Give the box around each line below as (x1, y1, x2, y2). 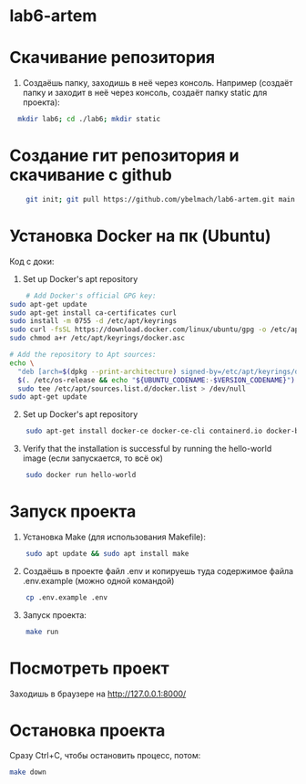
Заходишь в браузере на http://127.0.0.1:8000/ (9, 688, 187, 699)
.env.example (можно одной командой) (22, 575, 175, 586)
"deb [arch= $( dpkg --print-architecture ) (17, 367, 178, 376)
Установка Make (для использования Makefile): (22, 531, 207, 542)
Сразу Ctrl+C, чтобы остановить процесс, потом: (9, 750, 201, 761)
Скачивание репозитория (9, 47, 216, 68)
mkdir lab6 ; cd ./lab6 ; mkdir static (17, 115, 161, 124)
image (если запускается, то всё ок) (22, 453, 164, 464)
